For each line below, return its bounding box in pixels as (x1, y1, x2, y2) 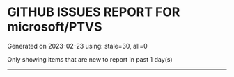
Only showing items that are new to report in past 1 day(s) (7, 55, 173, 63)
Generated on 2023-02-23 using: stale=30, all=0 (7, 42, 148, 50)
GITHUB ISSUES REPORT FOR (7, 4, 180, 20)
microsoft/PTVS (7, 19, 102, 35)
